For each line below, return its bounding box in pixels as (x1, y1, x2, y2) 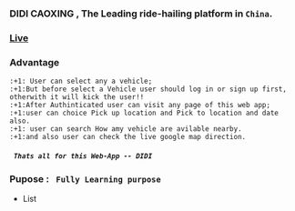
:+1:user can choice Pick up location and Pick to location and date (9, 108, 280, 118)
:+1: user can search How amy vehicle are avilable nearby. (9, 125, 243, 134)
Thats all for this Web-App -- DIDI (13, 151, 153, 161)
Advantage (9, 55, 60, 68)
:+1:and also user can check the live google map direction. (9, 133, 247, 142)
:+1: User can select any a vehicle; (9, 76, 153, 86)
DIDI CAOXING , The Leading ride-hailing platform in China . (9, 7, 273, 20)
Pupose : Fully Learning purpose (9, 173, 161, 186)
